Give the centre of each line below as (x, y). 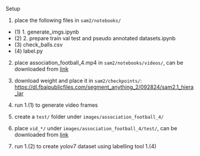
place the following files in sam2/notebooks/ (68, 20)
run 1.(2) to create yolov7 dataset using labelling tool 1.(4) (85, 146)
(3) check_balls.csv (38, 45)
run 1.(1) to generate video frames (56, 105)
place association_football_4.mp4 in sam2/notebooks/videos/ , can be (99, 63)
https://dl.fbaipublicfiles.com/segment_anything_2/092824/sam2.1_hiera (104, 87)
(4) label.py (29, 51)
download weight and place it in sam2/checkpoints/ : (78, 81)
